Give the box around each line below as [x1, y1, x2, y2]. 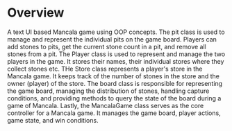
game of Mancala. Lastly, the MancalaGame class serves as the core [7, 101, 204, 110]
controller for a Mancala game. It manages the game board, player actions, [7, 109, 221, 117]
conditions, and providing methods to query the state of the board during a [7, 94, 222, 102]
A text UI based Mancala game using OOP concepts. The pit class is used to [7, 28, 225, 36]
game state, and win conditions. [7, 116, 99, 124]
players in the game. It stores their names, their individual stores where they [7, 57, 224, 65]
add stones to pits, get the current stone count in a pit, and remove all [7, 42, 206, 51]
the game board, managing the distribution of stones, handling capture [7, 87, 210, 95]
